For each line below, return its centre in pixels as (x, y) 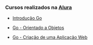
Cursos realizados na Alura (39, 7)
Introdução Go (27, 18)
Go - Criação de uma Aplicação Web (50, 37)
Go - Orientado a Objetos (38, 28)
